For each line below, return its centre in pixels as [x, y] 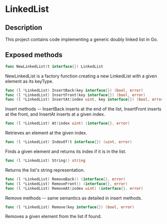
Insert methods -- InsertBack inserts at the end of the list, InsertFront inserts [83, 109]
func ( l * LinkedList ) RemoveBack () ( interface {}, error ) [65, 179]
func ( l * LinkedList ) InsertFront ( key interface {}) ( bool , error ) [75, 95]
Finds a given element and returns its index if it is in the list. [66, 151]
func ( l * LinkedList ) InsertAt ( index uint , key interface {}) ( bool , [78, 100]
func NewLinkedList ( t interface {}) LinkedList [54, 66]
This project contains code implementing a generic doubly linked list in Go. [82, 39]
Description [24, 28]
